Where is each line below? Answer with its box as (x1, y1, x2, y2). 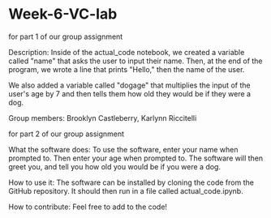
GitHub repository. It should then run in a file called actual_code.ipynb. (8, 186, 243, 195)
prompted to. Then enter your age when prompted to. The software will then (8, 153, 264, 163)
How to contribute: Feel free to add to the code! (8, 202, 168, 212)
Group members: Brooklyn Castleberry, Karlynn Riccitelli (8, 113, 197, 122)
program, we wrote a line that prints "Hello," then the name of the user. (8, 64, 245, 74)
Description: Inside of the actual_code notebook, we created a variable (8, 47, 245, 57)
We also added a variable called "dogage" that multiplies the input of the (8, 80, 251, 90)
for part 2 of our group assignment (8, 129, 124, 139)
